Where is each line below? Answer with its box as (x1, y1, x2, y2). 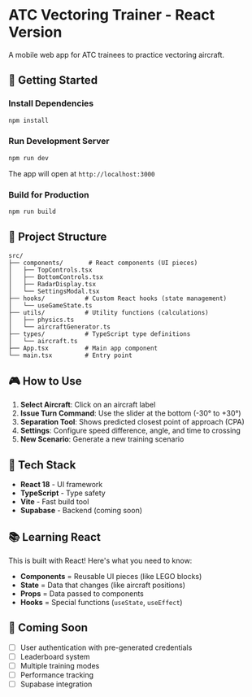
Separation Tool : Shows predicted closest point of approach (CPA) (20, 417, 245, 427)
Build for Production (8, 189, 89, 200)
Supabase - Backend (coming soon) (20, 506, 143, 516)
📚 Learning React (8, 530, 102, 544)
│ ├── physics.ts (8, 316, 75, 324)
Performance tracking (20, 670, 94, 680)
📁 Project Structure (8, 230, 107, 244)
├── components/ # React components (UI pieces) (8, 259, 198, 267)
